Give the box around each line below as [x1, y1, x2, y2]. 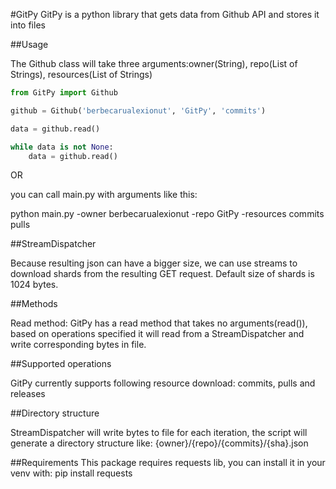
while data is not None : [10, 142, 114, 152]
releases [10, 388, 46, 400]
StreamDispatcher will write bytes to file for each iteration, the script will [10, 427, 308, 439]
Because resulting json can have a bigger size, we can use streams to [10, 257, 298, 269]
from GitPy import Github [10, 88, 118, 98]
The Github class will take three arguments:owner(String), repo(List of [10, 58, 298, 69]
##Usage [10, 39, 49, 50]
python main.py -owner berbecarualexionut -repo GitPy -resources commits [10, 208, 325, 220]
